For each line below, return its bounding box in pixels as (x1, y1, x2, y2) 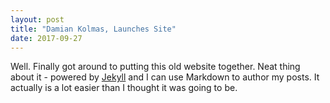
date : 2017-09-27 (10, 33, 83, 43)
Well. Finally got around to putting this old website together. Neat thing (10, 61, 301, 73)
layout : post (10, 14, 65, 25)
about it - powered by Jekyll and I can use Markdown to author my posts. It (10, 71, 320, 83)
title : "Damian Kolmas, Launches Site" (10, 24, 177, 34)
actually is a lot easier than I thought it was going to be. (10, 82, 238, 94)
